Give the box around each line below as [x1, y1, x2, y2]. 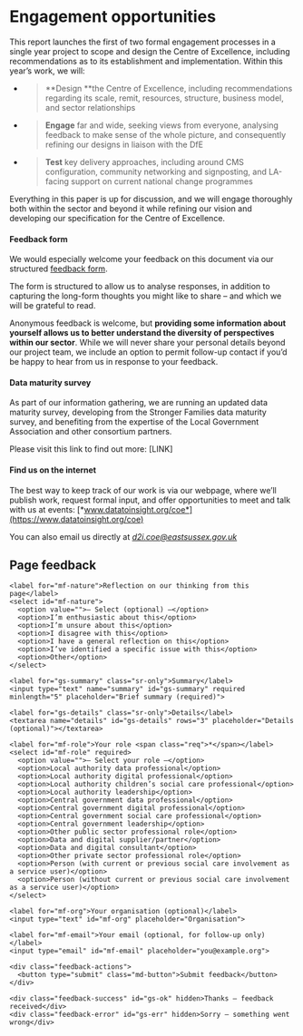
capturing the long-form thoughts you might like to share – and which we [9, 290, 282, 301]
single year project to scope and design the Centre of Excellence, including [9, 45, 290, 56]
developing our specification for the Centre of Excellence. [9, 212, 225, 223]
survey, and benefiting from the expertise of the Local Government [9, 416, 259, 427]
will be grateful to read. [9, 300, 96, 311]
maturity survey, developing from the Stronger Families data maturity [9, 406, 268, 418]
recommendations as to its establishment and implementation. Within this [9, 55, 283, 66]
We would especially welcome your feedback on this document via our [9, 254, 274, 265]
